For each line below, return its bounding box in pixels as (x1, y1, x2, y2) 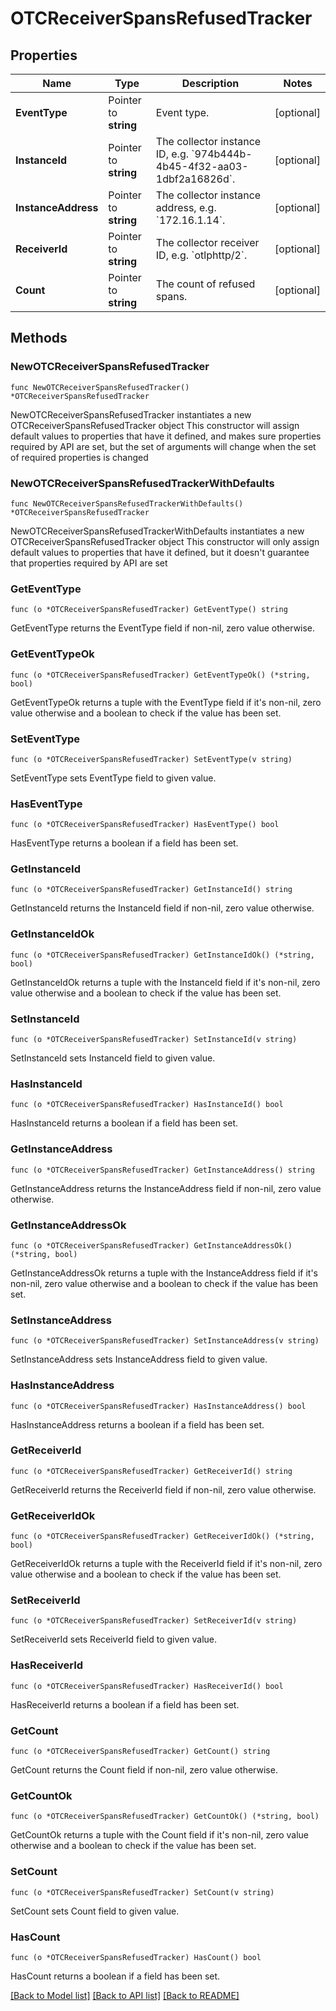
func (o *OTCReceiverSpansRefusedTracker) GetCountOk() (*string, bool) (10, 1812, 320, 1822)
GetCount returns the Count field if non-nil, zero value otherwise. (10, 1764, 278, 1776)
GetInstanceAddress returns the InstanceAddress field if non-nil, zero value (10, 1182, 322, 1194)
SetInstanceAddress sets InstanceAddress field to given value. (10, 1353, 268, 1366)
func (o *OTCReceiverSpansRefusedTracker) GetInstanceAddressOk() (10, 1240, 293, 1251)
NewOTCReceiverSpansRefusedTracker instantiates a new (10, 408, 252, 421)
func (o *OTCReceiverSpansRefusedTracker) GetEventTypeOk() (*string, (10, 670, 311, 680)
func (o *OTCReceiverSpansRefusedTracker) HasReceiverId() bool (10, 1681, 284, 1691)
